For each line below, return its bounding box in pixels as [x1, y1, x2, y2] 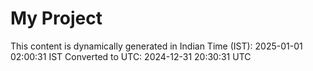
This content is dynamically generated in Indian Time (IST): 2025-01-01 [10, 40, 303, 52]
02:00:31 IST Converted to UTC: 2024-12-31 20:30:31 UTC [10, 50, 252, 62]
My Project [10, 7, 103, 30]
